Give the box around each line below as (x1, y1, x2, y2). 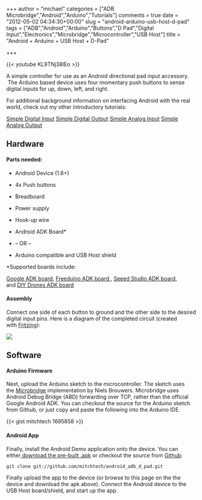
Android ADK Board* (14, 228, 66, 235)
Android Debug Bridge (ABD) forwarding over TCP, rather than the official (6, 393, 189, 401)
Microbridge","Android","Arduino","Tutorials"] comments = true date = (6, 11, 179, 19)
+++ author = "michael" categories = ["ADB (6, 5, 115, 12)
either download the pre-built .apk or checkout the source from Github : (6, 452, 183, 459)
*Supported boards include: (6, 263, 77, 270)
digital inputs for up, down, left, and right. (6, 85, 109, 93)
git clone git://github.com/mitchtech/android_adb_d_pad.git (6, 463, 163, 469)
